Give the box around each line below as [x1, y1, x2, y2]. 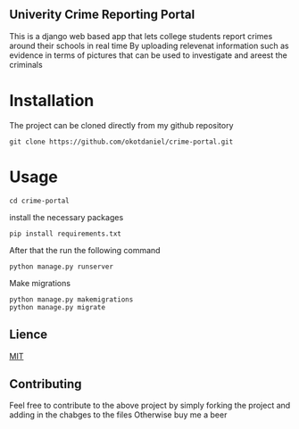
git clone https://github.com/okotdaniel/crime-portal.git [9, 137, 234, 146]
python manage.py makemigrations [9, 294, 134, 304]
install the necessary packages [9, 211, 124, 222]
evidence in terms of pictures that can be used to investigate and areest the [9, 49, 287, 61]
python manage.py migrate [9, 302, 105, 311]
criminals [9, 59, 43, 70]
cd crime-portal [9, 196, 70, 205]
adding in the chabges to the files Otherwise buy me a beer [9, 409, 228, 420]
